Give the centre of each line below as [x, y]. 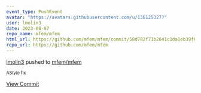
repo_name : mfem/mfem [33, 34]
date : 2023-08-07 [28, 28]
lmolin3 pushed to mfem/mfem [44, 62]
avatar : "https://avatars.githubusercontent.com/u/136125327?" [87, 17]
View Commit [23, 83]
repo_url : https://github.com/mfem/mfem [57, 45]
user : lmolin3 [24, 23]
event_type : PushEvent [34, 12]
